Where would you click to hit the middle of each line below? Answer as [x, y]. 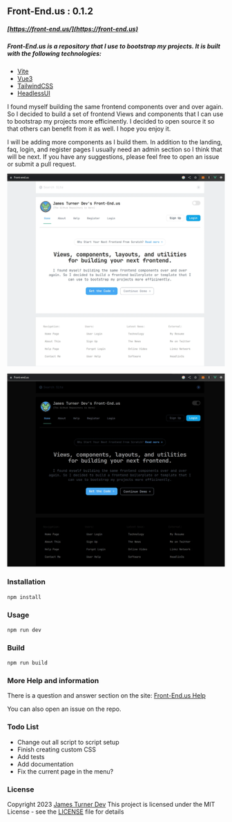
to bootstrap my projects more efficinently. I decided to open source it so [111, 121]
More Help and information [53, 680]
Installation [27, 582]
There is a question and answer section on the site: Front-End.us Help [106, 696]
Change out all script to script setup [68, 742]
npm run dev [24, 630]
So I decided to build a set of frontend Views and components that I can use [115, 114]
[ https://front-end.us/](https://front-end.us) [72, 29]
